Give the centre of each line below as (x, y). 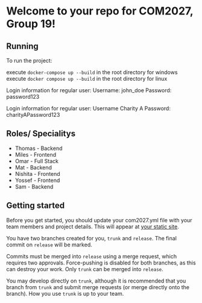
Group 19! (31, 24)
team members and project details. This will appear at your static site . (93, 226)
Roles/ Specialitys (41, 134)
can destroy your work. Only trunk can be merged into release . (85, 269)
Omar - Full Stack (37, 161)
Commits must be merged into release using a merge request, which (92, 256)
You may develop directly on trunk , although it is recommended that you (96, 281)
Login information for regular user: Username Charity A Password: (88, 108)
